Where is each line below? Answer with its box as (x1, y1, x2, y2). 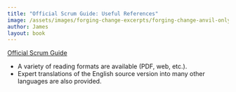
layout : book (7, 29, 46, 37)
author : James (7, 23, 49, 30)
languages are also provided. (17, 77, 102, 86)
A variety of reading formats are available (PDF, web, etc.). (17, 62, 188, 70)
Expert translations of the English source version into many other (17, 70, 206, 78)
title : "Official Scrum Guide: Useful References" (7, 10, 159, 17)
